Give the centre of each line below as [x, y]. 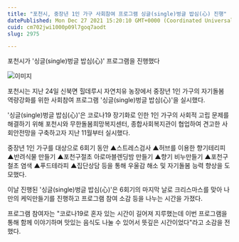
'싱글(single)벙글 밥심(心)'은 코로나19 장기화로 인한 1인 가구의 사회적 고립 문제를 [118, 115]
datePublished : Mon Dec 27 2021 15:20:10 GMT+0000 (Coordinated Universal [121, 21]
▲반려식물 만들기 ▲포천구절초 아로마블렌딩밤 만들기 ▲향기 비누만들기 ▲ [109, 157]
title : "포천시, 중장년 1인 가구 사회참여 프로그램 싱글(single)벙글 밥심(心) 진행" [117, 14]
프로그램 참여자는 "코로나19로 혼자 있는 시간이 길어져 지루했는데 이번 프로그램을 [117, 214]
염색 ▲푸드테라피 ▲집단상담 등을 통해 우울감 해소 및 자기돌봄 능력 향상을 [121, 166]
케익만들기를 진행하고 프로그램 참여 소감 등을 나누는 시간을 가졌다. [111, 199]
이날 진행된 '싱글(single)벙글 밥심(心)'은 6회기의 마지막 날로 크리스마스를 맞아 [115, 189]
